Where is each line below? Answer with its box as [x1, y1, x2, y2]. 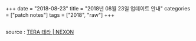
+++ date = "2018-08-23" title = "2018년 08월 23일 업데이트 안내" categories [5, 5, 190, 12]
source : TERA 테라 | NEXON [5, 28, 74, 35]
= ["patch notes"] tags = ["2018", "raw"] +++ [5, 12, 115, 18]
